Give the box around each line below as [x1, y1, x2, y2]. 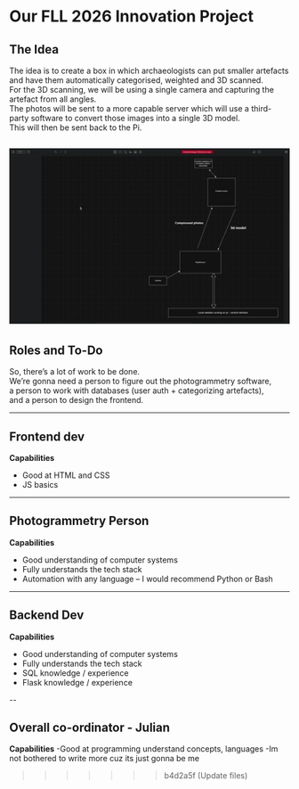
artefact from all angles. [9, 94, 97, 104]
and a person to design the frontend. [9, 395, 144, 406]
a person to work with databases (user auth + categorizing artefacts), [9, 385, 264, 396]
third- [250, 103, 272, 113]
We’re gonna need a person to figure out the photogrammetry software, [9, 376, 272, 387]
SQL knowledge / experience [21, 667, 129, 678]
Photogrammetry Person [9, 514, 149, 529]
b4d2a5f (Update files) [164, 770, 248, 781]
